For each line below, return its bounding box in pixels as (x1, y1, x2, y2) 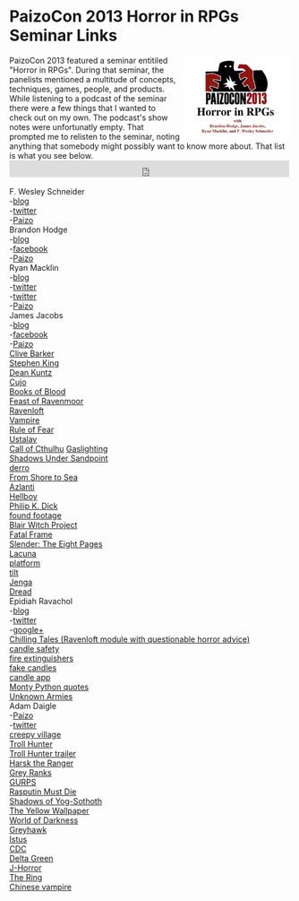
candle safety (9, 643, 60, 654)
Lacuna (9, 548, 38, 559)
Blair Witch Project (9, 519, 78, 530)
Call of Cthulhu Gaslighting (9, 443, 108, 454)
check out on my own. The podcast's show (9, 112, 168, 123)
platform (9, 558, 40, 568)
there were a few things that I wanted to (9, 102, 157, 113)
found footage (9, 509, 63, 521)
